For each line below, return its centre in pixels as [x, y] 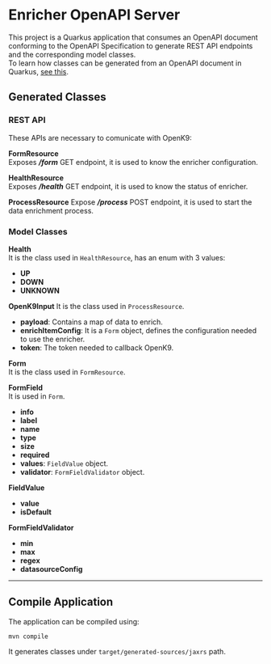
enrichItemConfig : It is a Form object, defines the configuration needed [138, 330]
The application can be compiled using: [74, 621]
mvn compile [28, 637]
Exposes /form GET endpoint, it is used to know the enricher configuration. [133, 162]
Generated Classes [57, 97]
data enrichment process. [51, 210]
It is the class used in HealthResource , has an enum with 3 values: [117, 257]
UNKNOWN [40, 290]
